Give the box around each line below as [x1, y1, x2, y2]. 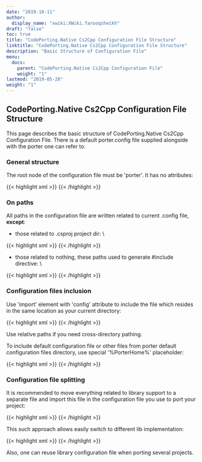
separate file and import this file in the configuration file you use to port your [6, 395, 196, 403]
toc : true [6, 31, 31, 37]
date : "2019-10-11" [6, 8, 55, 15]
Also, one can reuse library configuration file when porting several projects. [6, 449, 194, 456]
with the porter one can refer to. [6, 143, 86, 150]
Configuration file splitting [6, 376, 86, 384]
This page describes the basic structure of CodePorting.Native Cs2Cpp [6, 129, 184, 137]
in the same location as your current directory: [6, 307, 122, 314]
